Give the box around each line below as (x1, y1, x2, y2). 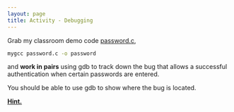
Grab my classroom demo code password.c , (7, 36, 136, 44)
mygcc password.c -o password (7, 50, 97, 57)
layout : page (7, 10, 46, 18)
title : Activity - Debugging (7, 17, 93, 24)
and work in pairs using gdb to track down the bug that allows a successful (7, 63, 228, 71)
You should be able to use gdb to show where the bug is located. (7, 84, 197, 92)
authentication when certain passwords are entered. (7, 70, 160, 78)
